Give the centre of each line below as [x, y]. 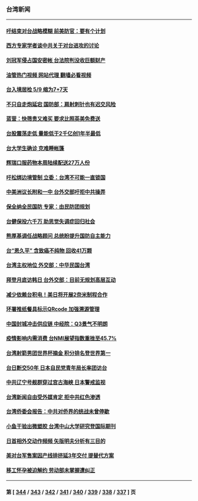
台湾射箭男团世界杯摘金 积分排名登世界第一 [58, 353]
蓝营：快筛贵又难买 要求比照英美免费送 [53, 119]
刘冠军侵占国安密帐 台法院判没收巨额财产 [56, 60]
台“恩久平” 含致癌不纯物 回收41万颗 [49, 250]
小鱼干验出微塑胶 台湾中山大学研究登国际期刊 [61, 426]
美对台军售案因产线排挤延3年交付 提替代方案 [60, 455]
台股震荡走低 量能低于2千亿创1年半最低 [54, 134]
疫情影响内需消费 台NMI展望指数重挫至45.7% [61, 338]
